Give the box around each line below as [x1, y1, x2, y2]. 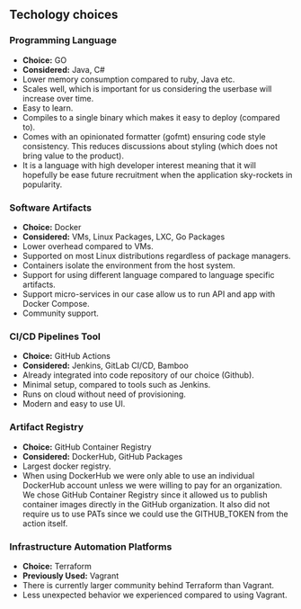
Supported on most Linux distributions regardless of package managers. [22, 250, 291, 261]
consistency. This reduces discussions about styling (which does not [22, 140, 279, 151]
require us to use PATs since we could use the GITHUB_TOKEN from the [22, 508, 289, 519]
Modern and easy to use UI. [22, 399, 126, 409]
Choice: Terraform [22, 560, 93, 571]
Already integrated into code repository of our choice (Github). [22, 370, 254, 381]
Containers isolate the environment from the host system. [22, 260, 235, 271]
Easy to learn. [22, 103, 74, 113]
